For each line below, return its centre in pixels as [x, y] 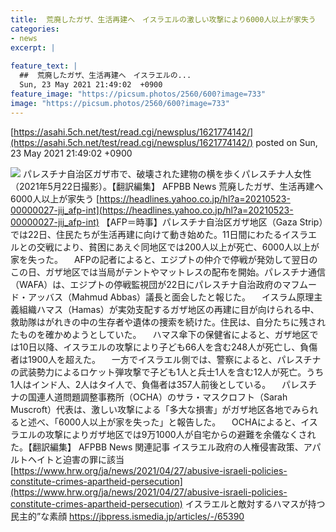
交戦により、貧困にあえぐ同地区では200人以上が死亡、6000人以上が [178, 247]
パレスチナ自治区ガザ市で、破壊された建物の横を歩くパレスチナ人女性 [167, 173]
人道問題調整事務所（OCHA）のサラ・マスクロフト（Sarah [166, 397]
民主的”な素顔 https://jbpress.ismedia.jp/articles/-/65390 [127, 516]
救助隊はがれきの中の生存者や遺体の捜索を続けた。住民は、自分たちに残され [168, 322]
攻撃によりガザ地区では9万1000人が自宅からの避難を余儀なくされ [180, 434]
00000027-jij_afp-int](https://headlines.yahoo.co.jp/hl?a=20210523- [152, 210]
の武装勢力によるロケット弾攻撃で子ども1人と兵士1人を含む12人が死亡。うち [167, 372]
